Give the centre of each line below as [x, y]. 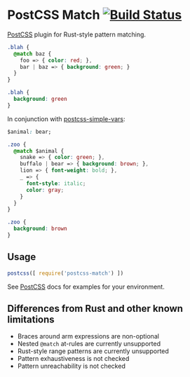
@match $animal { [39, 151]
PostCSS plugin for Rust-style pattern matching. [76, 34]
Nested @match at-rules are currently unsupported [89, 344]
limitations [31, 320]
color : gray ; [45, 190]
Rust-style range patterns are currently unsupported [93, 351]
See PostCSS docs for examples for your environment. [86, 287]
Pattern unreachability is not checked [72, 366]
